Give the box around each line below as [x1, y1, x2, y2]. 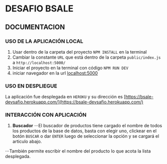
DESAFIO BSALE [5, 3, 74, 14]
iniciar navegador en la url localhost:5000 [12, 70, 98, 76]
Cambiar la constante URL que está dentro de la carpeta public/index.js [12, 54, 161, 60]
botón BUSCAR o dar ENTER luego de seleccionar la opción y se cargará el [12, 133, 160, 139]
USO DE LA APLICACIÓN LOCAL [5, 38, 84, 45]
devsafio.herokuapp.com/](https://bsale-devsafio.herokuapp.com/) [5, 99, 144, 105]
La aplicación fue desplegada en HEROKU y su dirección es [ [5, 94, 126, 100]
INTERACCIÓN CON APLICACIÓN [5, 111, 87, 118]
